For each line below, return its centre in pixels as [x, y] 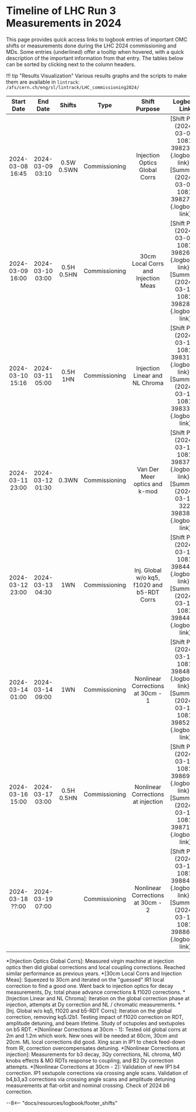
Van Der [148, 469]
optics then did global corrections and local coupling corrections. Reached [96, 967]
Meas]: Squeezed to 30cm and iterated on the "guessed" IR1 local [85, 980]
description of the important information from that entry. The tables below [95, 58]
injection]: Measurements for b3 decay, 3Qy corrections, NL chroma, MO [94, 1054]
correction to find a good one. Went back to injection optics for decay [90, 986]
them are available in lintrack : [43, 82]
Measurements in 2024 [64, 23]
